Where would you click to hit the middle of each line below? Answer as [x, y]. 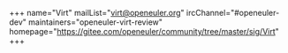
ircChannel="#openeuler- [233, 13]
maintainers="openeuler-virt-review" [95, 22]
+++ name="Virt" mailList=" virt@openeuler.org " [97, 13]
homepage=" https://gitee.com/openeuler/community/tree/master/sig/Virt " [144, 31]
